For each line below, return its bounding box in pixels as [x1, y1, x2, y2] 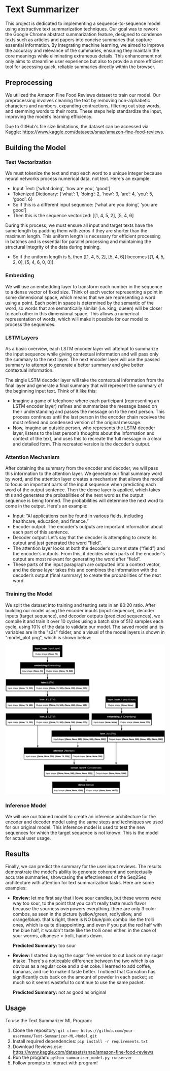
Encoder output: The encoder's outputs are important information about [12, 524, 163, 530]
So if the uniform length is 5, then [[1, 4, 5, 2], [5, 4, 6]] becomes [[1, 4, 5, [12, 254, 165, 260]
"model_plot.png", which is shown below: [5, 634, 92, 640]
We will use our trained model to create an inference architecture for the [5, 813, 156, 819]
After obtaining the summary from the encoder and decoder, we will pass [5, 465, 158, 471]
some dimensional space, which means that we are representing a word [5, 294, 156, 301]
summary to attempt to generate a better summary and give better [5, 362, 144, 368]
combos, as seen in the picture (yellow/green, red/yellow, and [12, 911, 142, 917]
